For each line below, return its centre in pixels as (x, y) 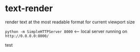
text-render (29, 9)
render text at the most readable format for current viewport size (70, 22)
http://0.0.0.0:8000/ (27, 36)
